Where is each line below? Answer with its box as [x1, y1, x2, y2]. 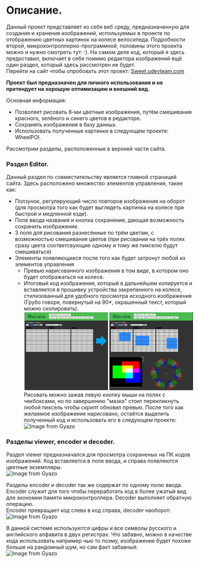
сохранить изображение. [14, 223, 79, 230]
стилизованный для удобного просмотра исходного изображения [23, 292, 192, 300]
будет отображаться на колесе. [23, 273, 105, 281]
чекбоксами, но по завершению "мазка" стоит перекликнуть [23, 398, 179, 405]
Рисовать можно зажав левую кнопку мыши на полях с [23, 391, 166, 398]
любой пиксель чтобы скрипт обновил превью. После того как [23, 404, 184, 411]
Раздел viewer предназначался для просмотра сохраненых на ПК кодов [6, 451, 191, 458]
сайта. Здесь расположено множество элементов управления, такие [6, 180, 183, 187]
